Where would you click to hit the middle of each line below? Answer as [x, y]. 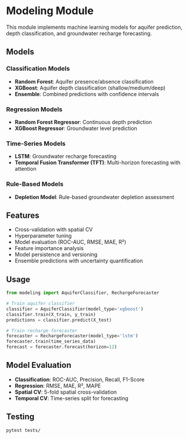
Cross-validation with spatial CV [54, 230]
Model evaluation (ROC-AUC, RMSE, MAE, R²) [70, 242]
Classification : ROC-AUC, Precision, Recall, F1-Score [80, 379]
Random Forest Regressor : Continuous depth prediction [83, 122]
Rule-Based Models [35, 184]
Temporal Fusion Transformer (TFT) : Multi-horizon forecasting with [98, 162]
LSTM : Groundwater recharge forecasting [65, 157]
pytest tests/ [24, 430]
